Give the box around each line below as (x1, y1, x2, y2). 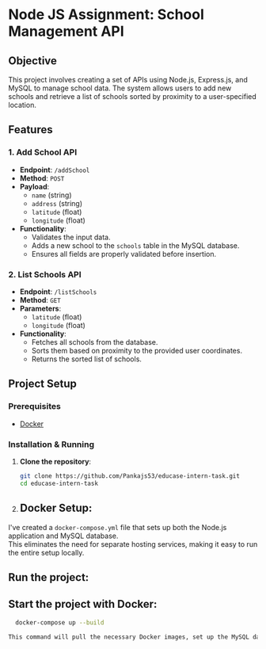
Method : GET (19, 295, 61, 304)
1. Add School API (8, 147, 78, 158)
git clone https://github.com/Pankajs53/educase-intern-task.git (19, 471, 240, 480)
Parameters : (19, 304, 62, 313)
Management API (8, 22, 124, 40)
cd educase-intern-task (19, 479, 99, 487)
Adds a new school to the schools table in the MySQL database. (31, 240, 240, 250)
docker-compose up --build (15, 618, 104, 627)
